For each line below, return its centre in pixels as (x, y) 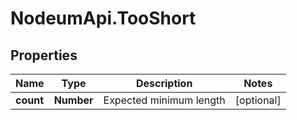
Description (164, 83)
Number (73, 100)
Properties (44, 55)
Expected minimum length (164, 100)
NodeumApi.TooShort (103, 18)
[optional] (258, 100)
